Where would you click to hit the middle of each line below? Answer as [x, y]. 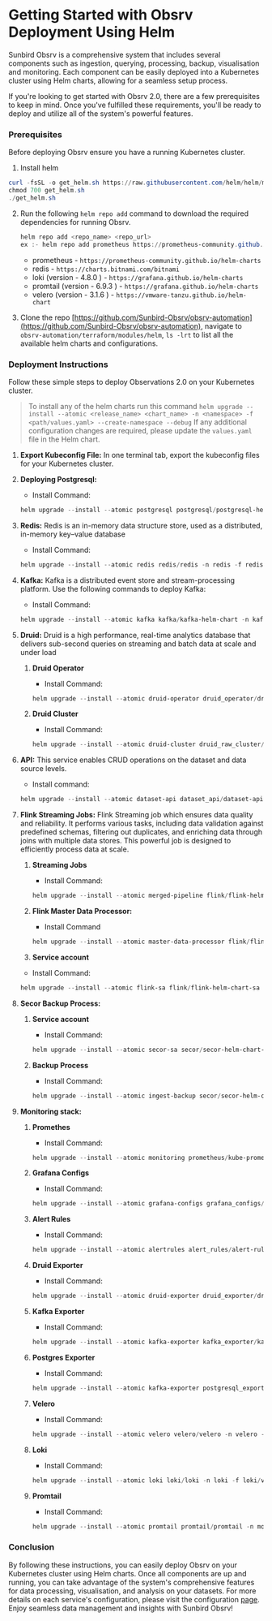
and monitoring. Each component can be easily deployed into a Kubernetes [134, 71]
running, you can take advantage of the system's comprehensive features [132, 1582]
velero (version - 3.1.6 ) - [73, 295]
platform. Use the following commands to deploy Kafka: [113, 588]
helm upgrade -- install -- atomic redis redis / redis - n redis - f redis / [143, 565]
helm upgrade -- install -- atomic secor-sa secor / [118, 1050]
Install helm [39, 168]
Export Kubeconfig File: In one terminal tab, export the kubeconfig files [140, 455]
